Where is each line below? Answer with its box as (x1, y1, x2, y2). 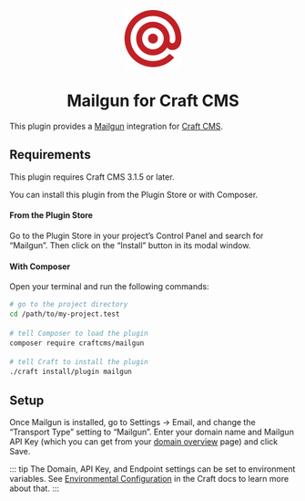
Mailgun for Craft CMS (66, 90, 239, 111)
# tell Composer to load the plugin (9, 329, 148, 338)
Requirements (9, 147, 91, 162)
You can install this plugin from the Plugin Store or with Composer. (9, 189, 259, 200)
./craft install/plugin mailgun (9, 367, 132, 377)
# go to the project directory (9, 300, 128, 309)
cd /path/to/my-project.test (9, 309, 120, 319)
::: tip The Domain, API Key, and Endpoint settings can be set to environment (9, 463, 296, 475)
